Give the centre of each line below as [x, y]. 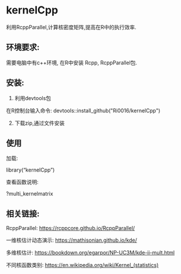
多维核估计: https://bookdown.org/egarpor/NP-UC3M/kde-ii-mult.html [90, 253]
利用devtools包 [33, 98]
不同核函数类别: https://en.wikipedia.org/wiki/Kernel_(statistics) [83, 265]
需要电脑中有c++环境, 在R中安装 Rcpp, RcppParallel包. [72, 63]
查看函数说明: [23, 182]
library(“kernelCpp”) [30, 170]
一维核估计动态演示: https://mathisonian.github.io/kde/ [72, 240]
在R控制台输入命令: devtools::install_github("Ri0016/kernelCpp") [83, 110]
